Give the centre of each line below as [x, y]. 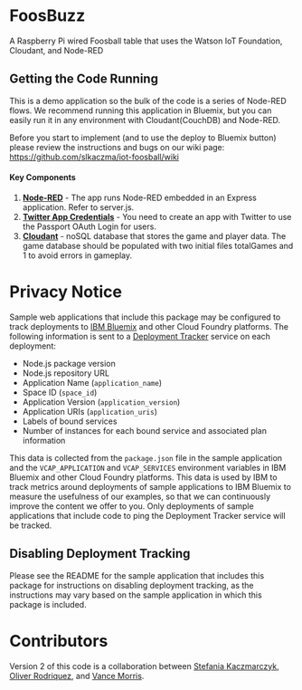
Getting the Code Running [84, 79]
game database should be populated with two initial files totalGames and [158, 245]
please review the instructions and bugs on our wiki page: [117, 147]
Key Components [43, 177]
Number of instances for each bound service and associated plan [144, 430]
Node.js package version [69, 363]
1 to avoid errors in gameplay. [77, 255]
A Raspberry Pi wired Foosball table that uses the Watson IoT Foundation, [146, 41]
